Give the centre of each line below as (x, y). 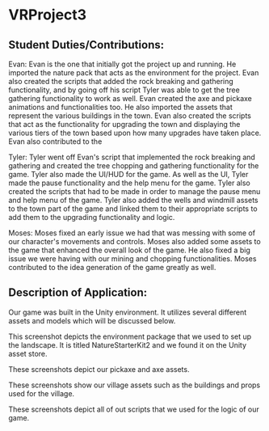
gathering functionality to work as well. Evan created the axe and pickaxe (130, 98)
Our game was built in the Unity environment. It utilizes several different (128, 312)
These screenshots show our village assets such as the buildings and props (134, 385)
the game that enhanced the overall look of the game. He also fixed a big (129, 250)
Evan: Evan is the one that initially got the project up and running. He (122, 64)
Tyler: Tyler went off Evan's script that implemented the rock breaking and (132, 157)
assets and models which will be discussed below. (92, 320)
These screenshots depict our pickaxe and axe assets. (99, 369)
